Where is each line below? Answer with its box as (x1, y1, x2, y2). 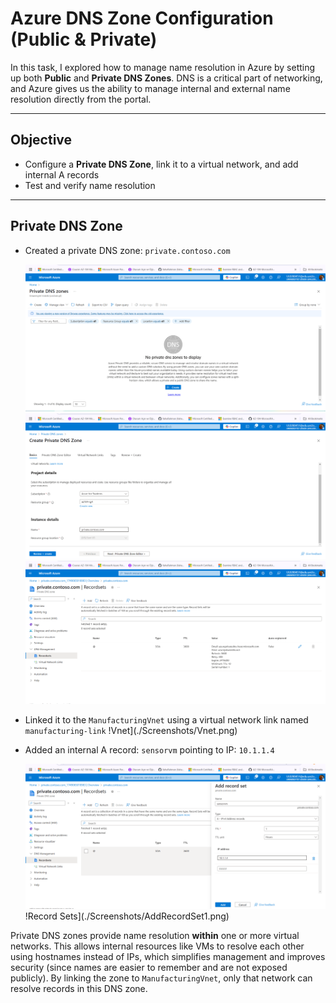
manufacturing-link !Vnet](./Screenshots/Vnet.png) (24, 724, 238, 736)
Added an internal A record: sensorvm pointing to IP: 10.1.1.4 (24, 743, 275, 756)
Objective (10, 132, 73, 149)
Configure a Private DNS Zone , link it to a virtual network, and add (24, 158, 299, 170)
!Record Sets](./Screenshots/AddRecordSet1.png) (24, 910, 230, 922)
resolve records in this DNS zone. (10, 982, 148, 994)
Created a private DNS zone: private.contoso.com (24, 244, 231, 256)
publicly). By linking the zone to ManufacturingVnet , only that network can (10, 972, 313, 984)
